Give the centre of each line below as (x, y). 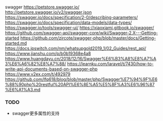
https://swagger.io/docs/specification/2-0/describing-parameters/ (72, 17)
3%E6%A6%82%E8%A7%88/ (36, 64)
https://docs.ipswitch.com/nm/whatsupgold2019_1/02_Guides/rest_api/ (76, 48)
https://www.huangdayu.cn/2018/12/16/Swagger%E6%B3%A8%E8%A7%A (81, 59)
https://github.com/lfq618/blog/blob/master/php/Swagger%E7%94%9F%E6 (81, 79)
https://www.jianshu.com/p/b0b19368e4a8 (48, 53)
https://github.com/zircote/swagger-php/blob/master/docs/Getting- (88, 38)
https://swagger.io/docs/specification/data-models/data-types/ (68, 22)
